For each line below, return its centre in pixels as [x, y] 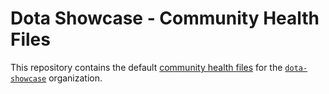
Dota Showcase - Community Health [165, 18]
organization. [75, 78]
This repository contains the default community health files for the [146, 67]
